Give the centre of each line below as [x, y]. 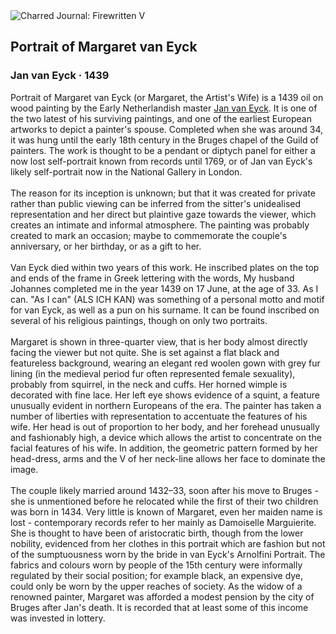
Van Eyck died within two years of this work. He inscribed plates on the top [165, 267]
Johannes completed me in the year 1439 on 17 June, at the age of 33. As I [164, 288]
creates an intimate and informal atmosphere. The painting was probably [160, 225]
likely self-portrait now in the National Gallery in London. [126, 171]
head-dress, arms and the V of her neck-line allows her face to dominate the [168, 458]
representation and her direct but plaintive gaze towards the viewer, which [163, 214]
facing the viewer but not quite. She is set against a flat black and [145, 352]
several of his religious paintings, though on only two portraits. [139, 320]
